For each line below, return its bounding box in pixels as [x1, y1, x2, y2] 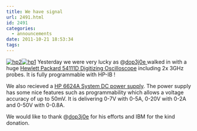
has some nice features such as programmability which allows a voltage [6, 89, 184, 96]
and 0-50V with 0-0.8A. [6, 101, 65, 108]
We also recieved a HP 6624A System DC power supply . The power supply [6, 82, 192, 89]
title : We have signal [6, 8, 63, 15]
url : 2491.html [6, 14, 44, 20]
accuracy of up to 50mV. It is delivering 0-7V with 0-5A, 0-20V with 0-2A [6, 95, 187, 102]
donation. [6, 119, 30, 126]
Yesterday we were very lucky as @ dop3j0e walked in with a [37, 58, 187, 65]
